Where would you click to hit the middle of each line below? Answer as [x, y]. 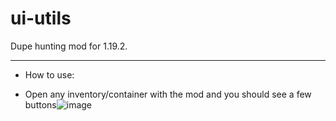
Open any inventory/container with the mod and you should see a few [168, 94]
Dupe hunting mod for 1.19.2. [69, 46]
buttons [40, 104]
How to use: [49, 74]
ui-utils [41, 18]
